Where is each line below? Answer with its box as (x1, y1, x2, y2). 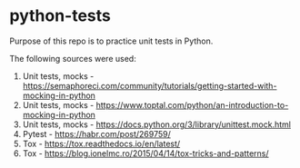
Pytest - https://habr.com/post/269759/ (22, 128, 171, 139)
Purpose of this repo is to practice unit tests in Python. (9, 35, 214, 46)
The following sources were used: (9, 53, 136, 64)
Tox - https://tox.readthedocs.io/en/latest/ (22, 138, 181, 149)
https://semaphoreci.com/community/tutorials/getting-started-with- (22, 80, 277, 91)
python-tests (9, 5, 112, 26)
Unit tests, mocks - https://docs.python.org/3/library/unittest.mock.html (22, 119, 291, 130)
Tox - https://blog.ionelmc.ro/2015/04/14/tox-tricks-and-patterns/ (22, 147, 270, 159)
